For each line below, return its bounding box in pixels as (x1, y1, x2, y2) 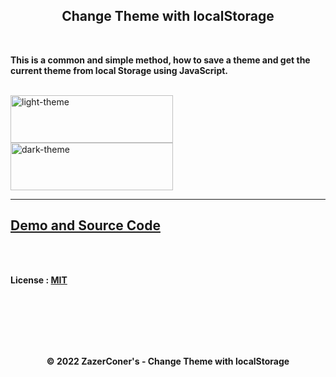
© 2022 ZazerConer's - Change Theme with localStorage (46, 355, 290, 367)
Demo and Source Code (10, 217, 161, 234)
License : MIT (10, 274, 68, 286)
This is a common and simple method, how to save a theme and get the (10, 54, 311, 66)
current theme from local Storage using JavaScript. (10, 64, 229, 76)
